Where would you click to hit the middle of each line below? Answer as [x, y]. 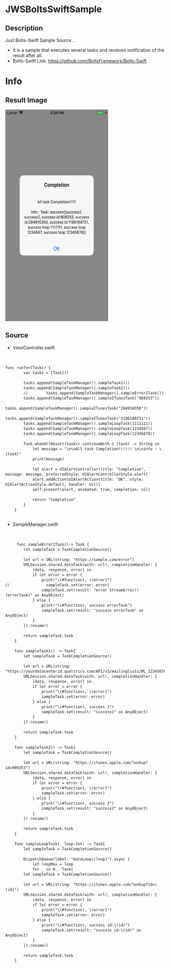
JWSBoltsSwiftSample [54, 9]
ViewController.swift [34, 347]
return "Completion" [54, 499]
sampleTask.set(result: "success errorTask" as [92, 610]
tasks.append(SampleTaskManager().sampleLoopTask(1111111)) [88, 423]
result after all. [28, 55]
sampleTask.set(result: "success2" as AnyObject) [95, 808]
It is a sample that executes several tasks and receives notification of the [88, 50]
